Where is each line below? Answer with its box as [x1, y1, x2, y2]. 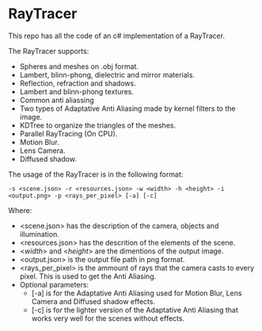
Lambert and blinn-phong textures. [19, 86, 135, 96]
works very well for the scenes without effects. [31, 314, 184, 323]
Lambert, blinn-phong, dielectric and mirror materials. [19, 70, 196, 79]
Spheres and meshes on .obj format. [19, 61, 139, 71]
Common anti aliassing [19, 95, 95, 105]
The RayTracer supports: [8, 46, 89, 55]
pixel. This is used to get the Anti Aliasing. [19, 271, 157, 281]
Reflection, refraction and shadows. [19, 78, 136, 88]
